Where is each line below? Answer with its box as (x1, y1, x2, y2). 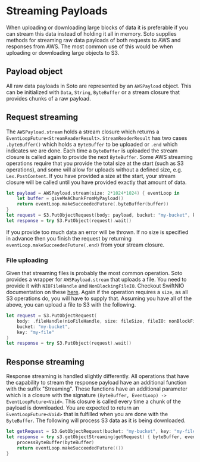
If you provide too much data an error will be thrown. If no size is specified (6, 228, 189, 236)
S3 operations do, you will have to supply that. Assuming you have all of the (6, 295, 192, 302)
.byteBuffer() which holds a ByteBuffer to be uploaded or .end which (6, 141, 178, 148)
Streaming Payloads (6, 4, 108, 18)
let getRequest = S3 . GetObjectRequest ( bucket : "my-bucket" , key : (6, 429, 171, 435)
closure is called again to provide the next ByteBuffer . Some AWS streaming (6, 153, 193, 160)
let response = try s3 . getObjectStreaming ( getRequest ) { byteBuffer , (6, 434, 183, 440)
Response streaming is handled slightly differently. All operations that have (6, 373, 189, 380)
